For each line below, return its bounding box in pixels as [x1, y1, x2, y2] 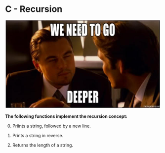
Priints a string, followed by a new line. [12, 123, 91, 129]
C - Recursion [5, 3, 63, 15]
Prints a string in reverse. [12, 132, 64, 138]
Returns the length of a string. [12, 142, 73, 148]
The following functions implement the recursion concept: [5, 113, 127, 119]
